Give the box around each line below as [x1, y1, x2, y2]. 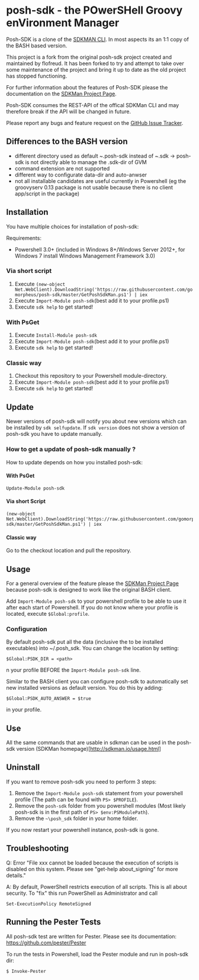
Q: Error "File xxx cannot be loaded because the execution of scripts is [6, 859, 179, 866]
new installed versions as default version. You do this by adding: [6, 685, 163, 692]
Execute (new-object [14, 280, 66, 287]
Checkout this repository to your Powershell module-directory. [14, 372, 168, 380]
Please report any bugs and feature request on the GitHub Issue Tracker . [6, 119, 184, 126]
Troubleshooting [6, 843, 69, 853]
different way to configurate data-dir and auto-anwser [14, 171, 147, 178]
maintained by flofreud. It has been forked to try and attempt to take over [6, 60, 185, 67]
